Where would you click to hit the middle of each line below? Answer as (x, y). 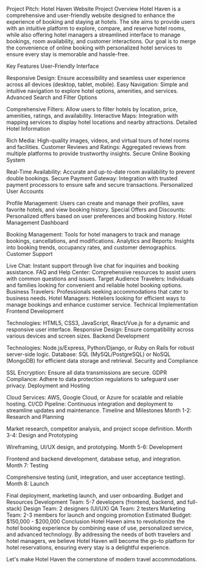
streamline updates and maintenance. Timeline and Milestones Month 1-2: (99, 410)
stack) (14, 508)
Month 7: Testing (27, 465)
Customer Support (30, 254)
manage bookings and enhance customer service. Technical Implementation (102, 304)
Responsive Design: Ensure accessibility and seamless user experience (96, 78)
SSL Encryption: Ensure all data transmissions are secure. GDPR (87, 373)
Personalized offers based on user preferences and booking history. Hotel (99, 216)
